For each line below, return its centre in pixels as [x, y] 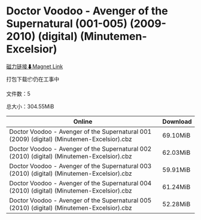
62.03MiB [176, 152]
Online [83, 121]
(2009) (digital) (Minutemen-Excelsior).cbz [71, 139]
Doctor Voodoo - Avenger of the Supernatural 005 [80, 200]
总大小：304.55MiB [30, 106]
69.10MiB [176, 135]
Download [177, 121]
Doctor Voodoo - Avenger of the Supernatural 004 [80, 183]
